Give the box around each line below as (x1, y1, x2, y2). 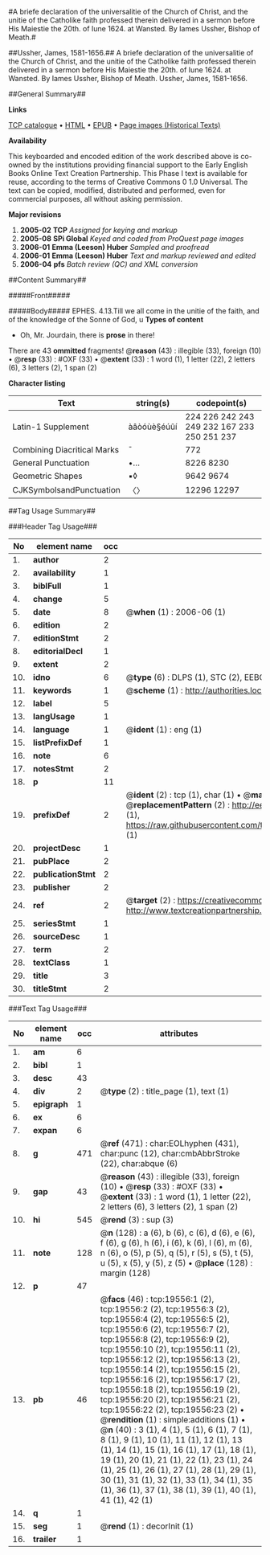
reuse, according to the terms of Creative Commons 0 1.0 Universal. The (8, 177, 248, 186)
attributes (159, 1028, 198, 1039)
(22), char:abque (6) (100, 1158, 178, 1168)
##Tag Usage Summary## (8, 506, 96, 515)
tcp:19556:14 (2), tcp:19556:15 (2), (100, 1364, 240, 1375)
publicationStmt (33, 869, 96, 879)
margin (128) (100, 1267, 151, 1279)
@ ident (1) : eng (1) (125, 724, 202, 735)
